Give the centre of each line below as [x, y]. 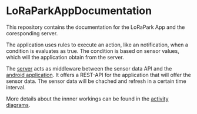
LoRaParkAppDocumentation [79, 11]
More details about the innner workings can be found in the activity [87, 99]
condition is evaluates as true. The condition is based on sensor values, [93, 51]
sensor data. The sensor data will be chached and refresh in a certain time [96, 81]
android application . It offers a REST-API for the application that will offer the [98, 75]
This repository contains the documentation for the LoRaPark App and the [96, 27]
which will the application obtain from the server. [65, 57]
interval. [16, 87]
